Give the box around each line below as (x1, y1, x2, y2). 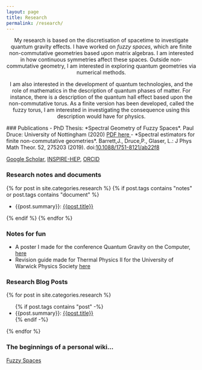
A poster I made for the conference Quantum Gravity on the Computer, (14, 243, 191, 250)
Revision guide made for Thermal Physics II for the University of (14, 256, 174, 263)
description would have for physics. (57, 113, 146, 120)
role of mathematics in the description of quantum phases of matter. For (11, 87, 191, 94)
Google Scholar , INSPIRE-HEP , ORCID (6, 156, 100, 163)
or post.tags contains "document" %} (6, 191, 99, 198)
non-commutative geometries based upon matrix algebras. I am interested (8, 50, 194, 57)
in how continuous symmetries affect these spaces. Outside (20, 56, 169, 64)
